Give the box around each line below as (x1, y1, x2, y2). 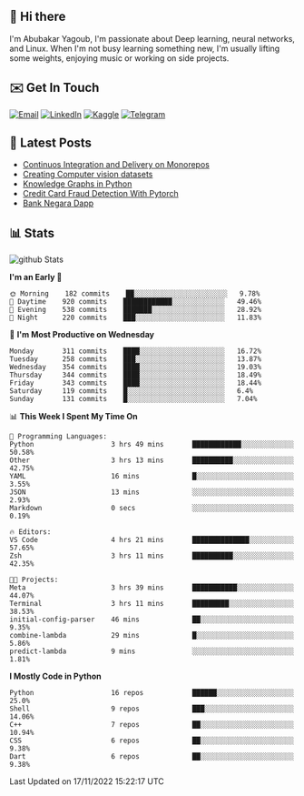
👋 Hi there (9, 9, 66, 25)
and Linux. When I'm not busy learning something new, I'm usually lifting (9, 43, 280, 54)
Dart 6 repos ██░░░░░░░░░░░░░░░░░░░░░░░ (9, 752, 295, 761)
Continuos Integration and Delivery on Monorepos (22, 159, 211, 170)
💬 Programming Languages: (9, 432, 107, 441)
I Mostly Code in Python (9, 670, 102, 682)
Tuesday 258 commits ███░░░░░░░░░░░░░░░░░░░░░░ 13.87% (9, 355, 261, 364)
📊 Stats (9, 225, 55, 241)
